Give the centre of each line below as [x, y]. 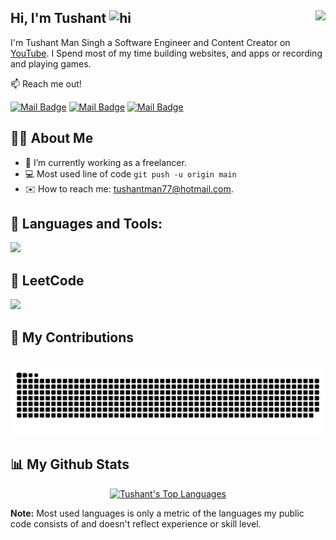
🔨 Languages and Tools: [86, 224]
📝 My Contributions [72, 337]
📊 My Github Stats [70, 464]
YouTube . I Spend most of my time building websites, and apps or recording [166, 53]
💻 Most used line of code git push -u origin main [130, 173]
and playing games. [51, 63]
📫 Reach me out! [46, 83]
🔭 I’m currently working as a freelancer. [105, 162]
